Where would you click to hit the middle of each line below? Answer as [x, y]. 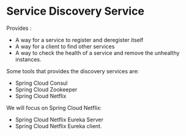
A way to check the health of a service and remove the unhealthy [97, 52]
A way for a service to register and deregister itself [79, 40]
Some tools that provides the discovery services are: [73, 71]
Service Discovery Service [76, 11]
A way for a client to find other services [65, 46]
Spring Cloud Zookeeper [46, 89]
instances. [28, 59]
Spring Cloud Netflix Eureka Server [59, 120]
